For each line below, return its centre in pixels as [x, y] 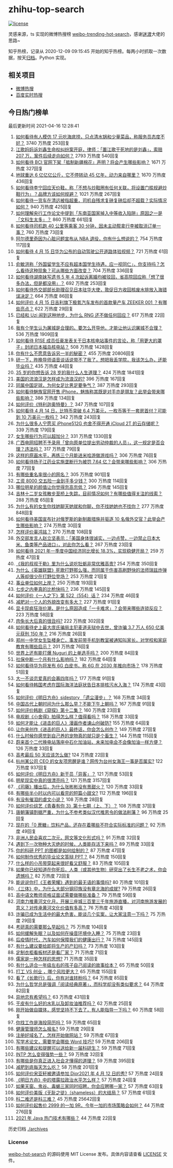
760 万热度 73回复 [45, 232]
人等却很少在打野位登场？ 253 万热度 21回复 [62, 576]
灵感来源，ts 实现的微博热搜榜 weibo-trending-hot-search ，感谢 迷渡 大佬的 [87, 34]
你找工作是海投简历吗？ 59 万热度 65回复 [59, 1022]
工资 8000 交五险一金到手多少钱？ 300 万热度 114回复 [72, 481]
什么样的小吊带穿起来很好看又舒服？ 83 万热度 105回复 [73, 863]
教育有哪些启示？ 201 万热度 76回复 [53, 646]
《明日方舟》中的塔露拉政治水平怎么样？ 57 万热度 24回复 [76, 1080]
